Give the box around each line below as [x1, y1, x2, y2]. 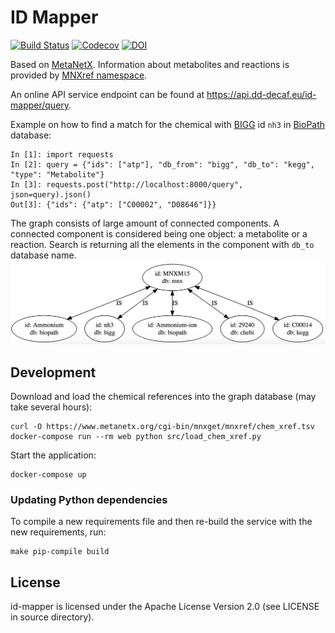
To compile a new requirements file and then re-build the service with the [10, 516, 313, 528]
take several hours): [10, 401, 93, 413]
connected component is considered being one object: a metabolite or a [10, 227, 308, 240]
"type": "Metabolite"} [10, 169, 105, 180]
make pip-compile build [10, 547, 110, 557]
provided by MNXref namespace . [10, 69, 148, 81]
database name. [10, 249, 77, 261]
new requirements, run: [10, 526, 107, 538]
